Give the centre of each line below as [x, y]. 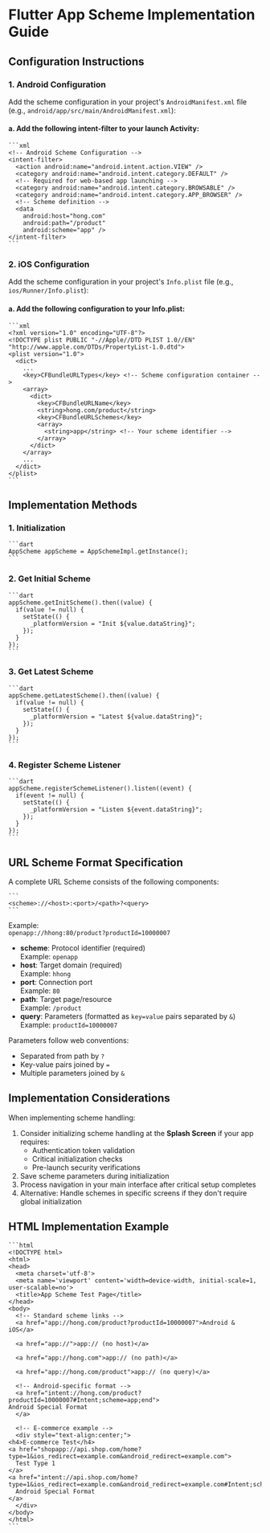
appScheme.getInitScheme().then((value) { [80, 603]
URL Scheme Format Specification [96, 863]
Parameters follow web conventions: [69, 1040]
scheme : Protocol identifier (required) [83, 948]
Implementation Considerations [89, 1098]
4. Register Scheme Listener [65, 765]
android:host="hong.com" [64, 216]
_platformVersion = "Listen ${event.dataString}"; [116, 810]
